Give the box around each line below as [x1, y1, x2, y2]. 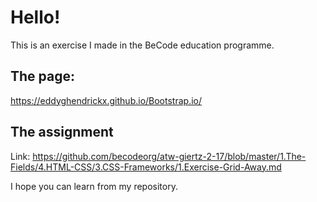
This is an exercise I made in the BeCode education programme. [10, 39, 275, 51]
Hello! [10, 6, 61, 29]
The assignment [10, 124, 114, 141]
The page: [10, 68, 76, 85]
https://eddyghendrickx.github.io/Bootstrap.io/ [10, 94, 202, 106]
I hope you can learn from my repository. [10, 180, 178, 192]
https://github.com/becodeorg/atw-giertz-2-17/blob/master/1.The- [32, 150, 307, 162]
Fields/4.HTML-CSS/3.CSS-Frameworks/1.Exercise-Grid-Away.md [10, 161, 282, 173]
